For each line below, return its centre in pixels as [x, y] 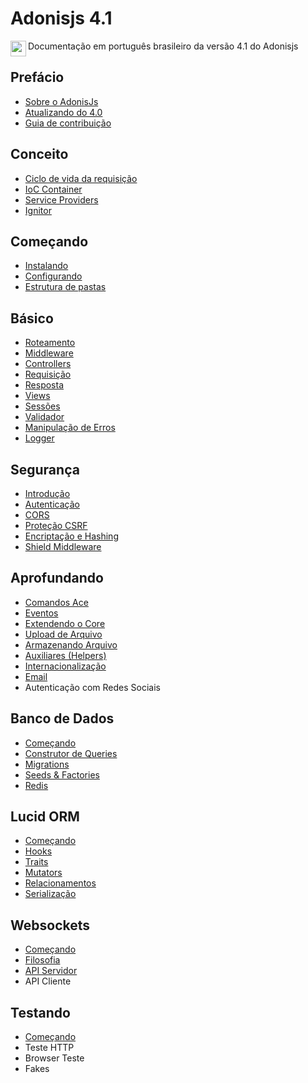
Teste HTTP [49, 1048]
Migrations [47, 764]
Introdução [47, 493]
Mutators [43, 873]
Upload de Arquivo [63, 634]
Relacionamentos [60, 883]
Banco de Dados [62, 718]
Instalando [46, 266]
